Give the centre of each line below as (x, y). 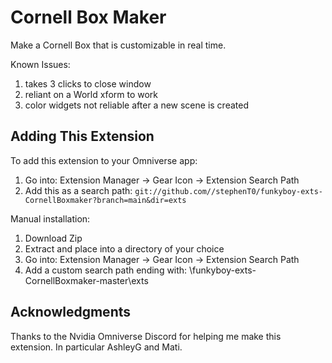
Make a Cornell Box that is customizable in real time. (118, 45)
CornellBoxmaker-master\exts (86, 280)
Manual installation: (50, 218)
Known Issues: (40, 64)
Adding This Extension (82, 136)
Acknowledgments (71, 312)
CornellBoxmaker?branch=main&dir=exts (105, 200)
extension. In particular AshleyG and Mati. (96, 347)
